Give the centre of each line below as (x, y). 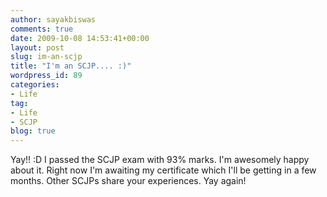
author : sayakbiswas (53, 19)
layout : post (37, 47)
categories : (35, 85)
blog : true (33, 131)
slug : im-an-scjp (46, 57)
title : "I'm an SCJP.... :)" (71, 66)
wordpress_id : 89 (46, 76)
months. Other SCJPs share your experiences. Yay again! (128, 181)
